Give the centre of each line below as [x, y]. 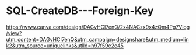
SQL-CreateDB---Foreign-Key [80, 11]
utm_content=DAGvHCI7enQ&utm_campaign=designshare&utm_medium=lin [98, 39]
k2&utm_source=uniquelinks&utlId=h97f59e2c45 [65, 46]
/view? [14, 33]
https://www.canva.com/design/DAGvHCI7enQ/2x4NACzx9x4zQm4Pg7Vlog [98, 27]
